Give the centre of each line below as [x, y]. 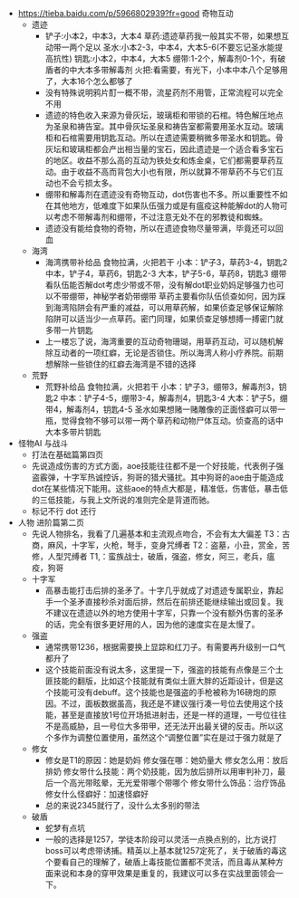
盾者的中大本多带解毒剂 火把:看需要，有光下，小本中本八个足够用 [166, 70]
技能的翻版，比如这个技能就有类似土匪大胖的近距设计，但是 [164, 681]
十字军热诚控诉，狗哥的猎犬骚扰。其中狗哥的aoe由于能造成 [174, 477]
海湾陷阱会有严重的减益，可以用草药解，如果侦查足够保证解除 [168, 307]
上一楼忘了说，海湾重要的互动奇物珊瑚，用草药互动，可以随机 [160, 341]
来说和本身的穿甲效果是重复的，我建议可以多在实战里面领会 [164, 873]
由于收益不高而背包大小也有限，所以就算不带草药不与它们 [169, 172]
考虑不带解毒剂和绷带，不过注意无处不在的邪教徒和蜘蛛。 [160, 217]
